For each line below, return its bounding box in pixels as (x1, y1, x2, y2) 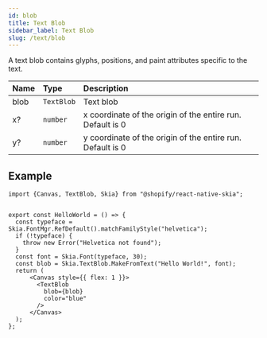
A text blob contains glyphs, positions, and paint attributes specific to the (8, 56, 248, 65)
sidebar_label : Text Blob (8, 26, 94, 34)
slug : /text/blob (8, 33, 66, 42)
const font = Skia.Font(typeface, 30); (15, 253, 148, 261)
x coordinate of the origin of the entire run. (83, 109, 242, 120)
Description (83, 83, 129, 94)
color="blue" (43, 295, 87, 303)
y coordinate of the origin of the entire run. (83, 132, 242, 143)
